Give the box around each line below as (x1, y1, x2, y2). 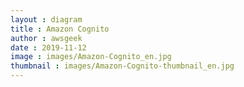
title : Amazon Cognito (10, 24, 110, 34)
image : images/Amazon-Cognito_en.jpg (10, 52, 172, 62)
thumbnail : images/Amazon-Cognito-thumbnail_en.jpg (10, 61, 235, 71)
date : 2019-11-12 (10, 42, 87, 53)
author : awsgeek (10, 33, 83, 43)
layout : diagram (10, 14, 83, 25)
